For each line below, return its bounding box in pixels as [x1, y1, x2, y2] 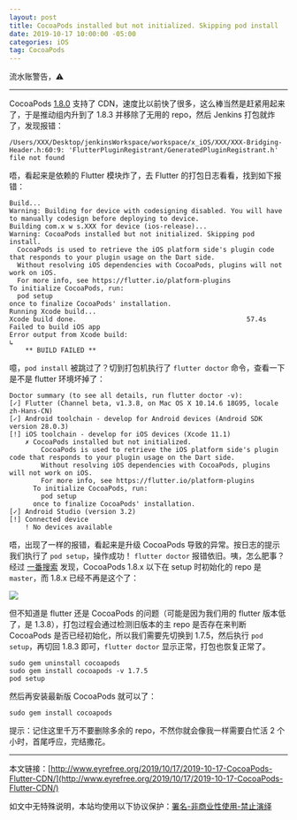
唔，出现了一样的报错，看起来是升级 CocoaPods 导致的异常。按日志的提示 [9, 540, 281, 550]
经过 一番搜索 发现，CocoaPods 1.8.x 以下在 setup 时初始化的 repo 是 [9, 562, 263, 572]
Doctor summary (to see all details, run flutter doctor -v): [9, 391, 243, 401]
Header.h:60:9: [9, 146, 65, 155]
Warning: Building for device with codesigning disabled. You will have [9, 207, 283, 216]
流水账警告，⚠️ [9, 72, 65, 82]
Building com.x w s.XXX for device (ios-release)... [9, 222, 208, 231]
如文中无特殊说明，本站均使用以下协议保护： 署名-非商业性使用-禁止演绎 [9, 801, 272, 812]
